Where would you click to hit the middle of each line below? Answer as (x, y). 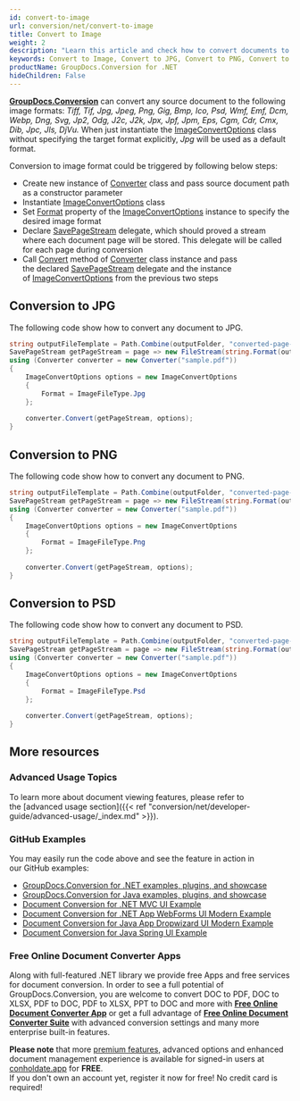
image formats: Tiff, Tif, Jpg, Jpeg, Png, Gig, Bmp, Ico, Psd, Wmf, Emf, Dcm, (149, 110)
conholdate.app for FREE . (56, 1069)
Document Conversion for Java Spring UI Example (115, 933)
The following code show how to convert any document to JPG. (126, 328)
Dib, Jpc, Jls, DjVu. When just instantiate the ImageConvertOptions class (143, 129)
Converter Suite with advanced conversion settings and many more (134, 1022)
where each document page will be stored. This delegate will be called (152, 240)
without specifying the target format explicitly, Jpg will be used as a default (147, 138)
